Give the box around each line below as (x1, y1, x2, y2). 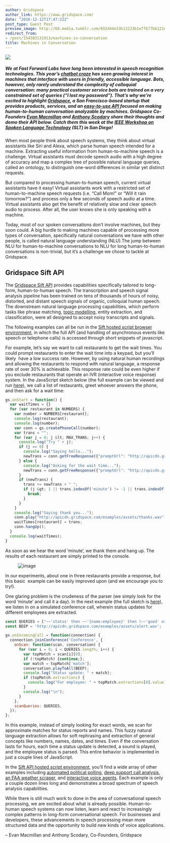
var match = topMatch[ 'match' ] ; (23, 661, 92, 666)
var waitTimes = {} (10, 402, 51, 407)
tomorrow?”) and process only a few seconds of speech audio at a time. (5, 195, 156, 201)
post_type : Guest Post (5, 21, 53, 27)
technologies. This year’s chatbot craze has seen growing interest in (5, 71, 153, 77)
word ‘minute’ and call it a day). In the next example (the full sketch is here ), (5, 598, 163, 605)
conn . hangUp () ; (14, 524, 47, 529)
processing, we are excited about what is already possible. (5, 800, 127, 807)
